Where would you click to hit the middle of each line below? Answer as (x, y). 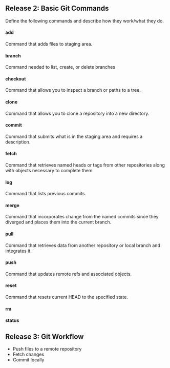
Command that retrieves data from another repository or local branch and (83, 245)
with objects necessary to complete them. (49, 171)
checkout (16, 78)
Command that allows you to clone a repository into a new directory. (77, 113)
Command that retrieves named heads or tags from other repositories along (85, 165)
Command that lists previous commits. (46, 194)
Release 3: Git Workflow (45, 336)
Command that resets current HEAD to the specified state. (67, 297)
